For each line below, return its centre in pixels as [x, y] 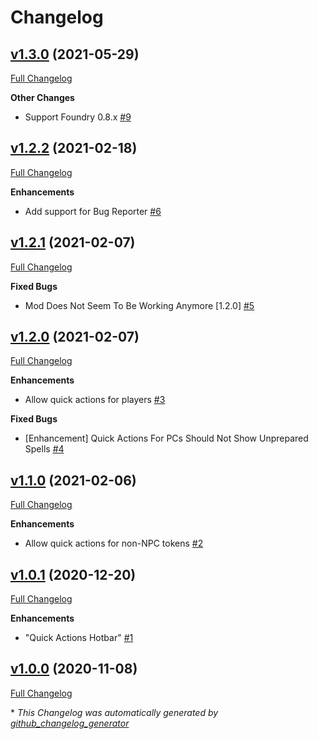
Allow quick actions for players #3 [95, 400]
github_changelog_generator [70, 723]
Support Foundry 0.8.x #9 [78, 117]
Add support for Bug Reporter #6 [93, 211]
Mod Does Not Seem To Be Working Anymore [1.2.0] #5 [139, 305]
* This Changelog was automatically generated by [114, 712]
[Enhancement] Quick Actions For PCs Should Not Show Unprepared [166, 438]
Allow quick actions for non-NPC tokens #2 [114, 543]
